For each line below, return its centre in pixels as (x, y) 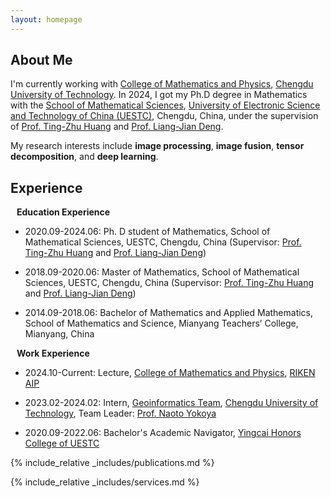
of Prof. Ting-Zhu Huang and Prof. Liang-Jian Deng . (117, 127)
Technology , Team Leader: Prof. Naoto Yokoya (120, 413)
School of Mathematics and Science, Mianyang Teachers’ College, (161, 323)
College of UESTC (62, 443)
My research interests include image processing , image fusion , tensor (157, 146)
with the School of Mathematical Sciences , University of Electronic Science (165, 105)
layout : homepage (46, 19)
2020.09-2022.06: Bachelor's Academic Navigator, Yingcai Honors (163, 433)
